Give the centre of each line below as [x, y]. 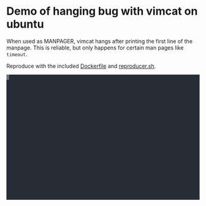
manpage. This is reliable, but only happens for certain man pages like [95, 48]
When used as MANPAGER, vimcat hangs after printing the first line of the [100, 41]
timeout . [17, 54]
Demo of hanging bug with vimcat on [102, 11]
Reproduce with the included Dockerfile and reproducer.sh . [81, 66]
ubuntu [25, 24]
